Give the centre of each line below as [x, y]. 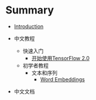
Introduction [29, 26]
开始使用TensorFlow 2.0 [61, 58]
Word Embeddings [63, 79]
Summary [30, 10]
